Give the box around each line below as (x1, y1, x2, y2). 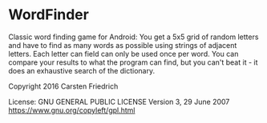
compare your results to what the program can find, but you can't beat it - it (8, 58, 258, 67)
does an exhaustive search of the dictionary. (8, 65, 155, 75)
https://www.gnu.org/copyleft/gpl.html (8, 105, 136, 115)
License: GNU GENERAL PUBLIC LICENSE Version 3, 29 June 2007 (8, 97, 230, 106)
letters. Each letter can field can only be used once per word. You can (8, 49, 239, 58)
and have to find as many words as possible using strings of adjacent (8, 40, 237, 50)
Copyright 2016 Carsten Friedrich (8, 81, 119, 91)
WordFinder (8, 6, 90, 24)
